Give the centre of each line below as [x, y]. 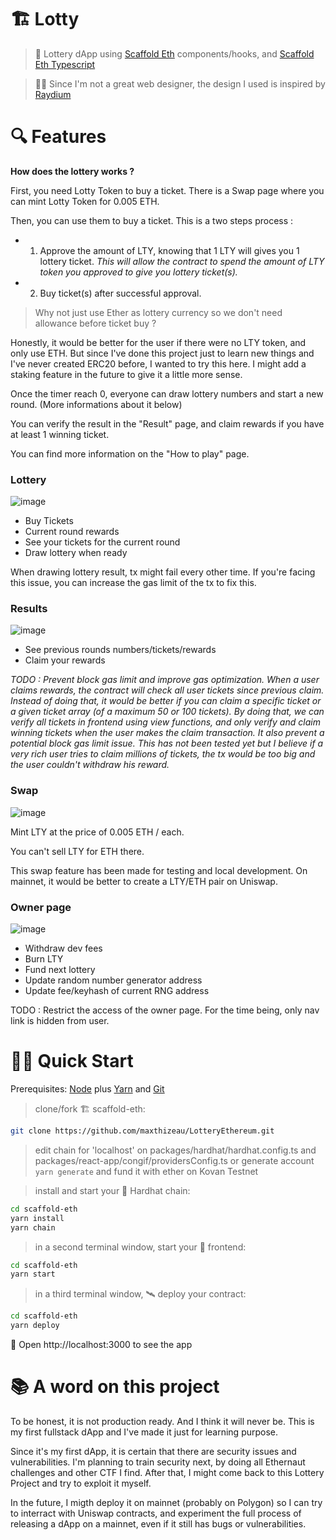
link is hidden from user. [60, 1021]
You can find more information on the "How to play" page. [130, 453]
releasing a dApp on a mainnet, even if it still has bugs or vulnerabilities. [158, 1523]
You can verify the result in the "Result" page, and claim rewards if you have [167, 423]
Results [29, 609]
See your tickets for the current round [102, 542]
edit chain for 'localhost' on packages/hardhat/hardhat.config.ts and [175, 1150]
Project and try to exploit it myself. [81, 1483]
